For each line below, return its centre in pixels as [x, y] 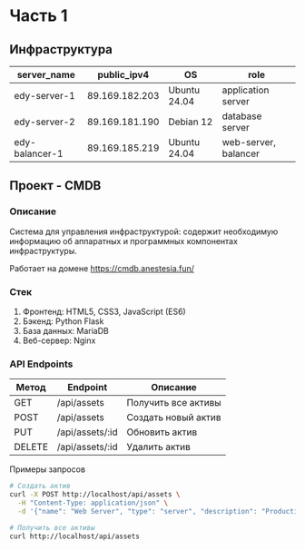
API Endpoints [41, 364]
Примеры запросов [48, 469]
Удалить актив [158, 447]
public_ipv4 [123, 75]
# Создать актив [40, 486]
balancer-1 [39, 153]
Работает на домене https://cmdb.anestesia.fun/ [102, 268]
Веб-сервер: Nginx [59, 340]
